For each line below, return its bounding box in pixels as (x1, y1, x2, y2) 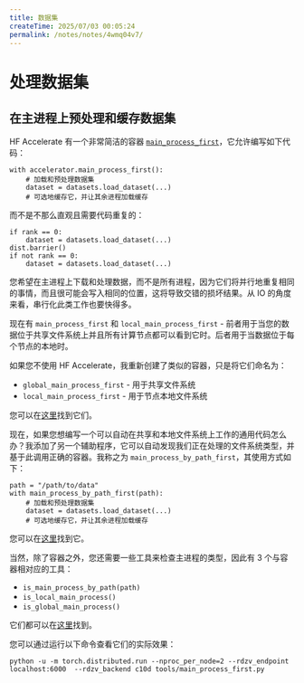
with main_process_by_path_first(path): (9, 489, 165, 498)
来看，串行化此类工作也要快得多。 (9, 299, 137, 310)
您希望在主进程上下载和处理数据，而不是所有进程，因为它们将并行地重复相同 (9, 277, 295, 288)
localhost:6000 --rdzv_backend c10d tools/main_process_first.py (9, 665, 265, 674)
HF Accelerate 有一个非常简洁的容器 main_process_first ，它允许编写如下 (9, 137, 283, 147)
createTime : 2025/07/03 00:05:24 (9, 22, 136, 31)
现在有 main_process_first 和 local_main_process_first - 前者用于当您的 (9, 318, 282, 329)
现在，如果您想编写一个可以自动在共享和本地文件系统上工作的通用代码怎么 (9, 429, 287, 440)
